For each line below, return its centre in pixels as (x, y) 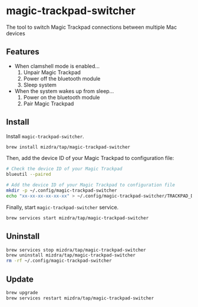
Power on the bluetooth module (62, 97)
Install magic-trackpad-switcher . (45, 136)
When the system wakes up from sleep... (64, 91)
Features (23, 52)
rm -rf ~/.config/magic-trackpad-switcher (59, 261)
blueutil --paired (29, 175)
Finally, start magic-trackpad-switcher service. (62, 207)
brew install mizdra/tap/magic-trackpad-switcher (68, 147)
